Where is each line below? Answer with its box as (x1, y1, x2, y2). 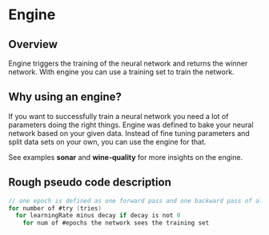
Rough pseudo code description (8, 176, 172, 189)
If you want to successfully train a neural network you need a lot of (8, 111, 229, 121)
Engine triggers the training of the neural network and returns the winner (8, 58, 248, 68)
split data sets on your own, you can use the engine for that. (8, 137, 207, 146)
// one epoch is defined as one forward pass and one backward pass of (8, 197, 252, 205)
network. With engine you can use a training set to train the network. (8, 67, 235, 77)
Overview (8, 38, 58, 51)
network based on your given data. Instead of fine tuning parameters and (8, 128, 250, 137)
